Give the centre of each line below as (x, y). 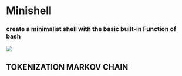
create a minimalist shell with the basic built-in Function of (91, 29)
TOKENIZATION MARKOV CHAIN (67, 67)
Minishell (29, 11)
